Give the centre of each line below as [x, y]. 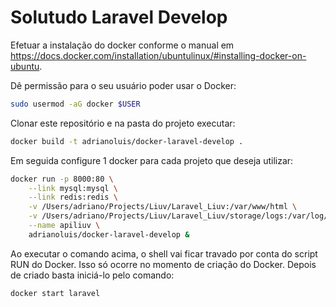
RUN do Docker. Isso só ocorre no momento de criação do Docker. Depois [163, 264]
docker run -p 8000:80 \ [62, 179]
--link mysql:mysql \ [73, 188]
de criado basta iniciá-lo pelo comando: [92, 275]
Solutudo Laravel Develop [119, 17]
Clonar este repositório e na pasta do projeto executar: [123, 123]
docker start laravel [55, 293]
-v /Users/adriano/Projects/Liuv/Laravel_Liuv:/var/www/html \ [163, 207]
